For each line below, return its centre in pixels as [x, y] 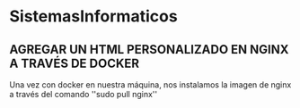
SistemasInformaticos [93, 17]
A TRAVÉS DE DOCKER [75, 63]
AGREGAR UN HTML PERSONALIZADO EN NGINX [149, 50]
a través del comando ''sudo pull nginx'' [84, 94]
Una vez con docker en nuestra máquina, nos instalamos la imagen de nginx [150, 85]
